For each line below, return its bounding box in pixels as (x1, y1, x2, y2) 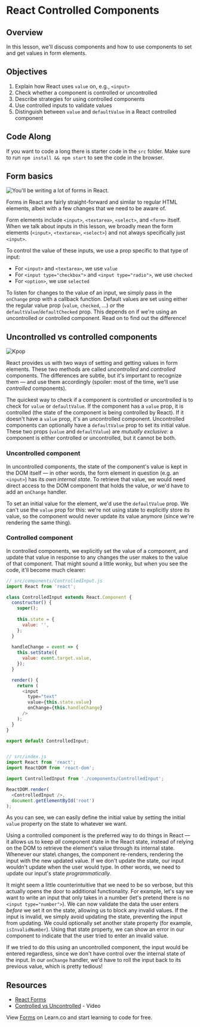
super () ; (17, 605, 39, 611)
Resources (6, 980, 47, 990)
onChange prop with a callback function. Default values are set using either (6, 296, 188, 303)
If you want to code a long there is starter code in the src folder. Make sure (6, 147, 191, 155)
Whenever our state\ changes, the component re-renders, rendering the (6, 851, 183, 858)
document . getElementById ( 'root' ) (11, 798, 95, 804)
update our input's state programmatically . (6, 870, 112, 877)
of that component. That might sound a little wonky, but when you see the (6, 559, 188, 567)
